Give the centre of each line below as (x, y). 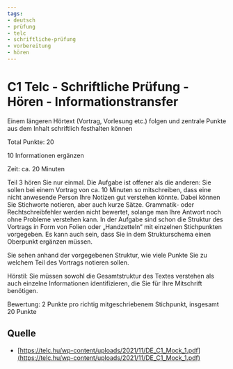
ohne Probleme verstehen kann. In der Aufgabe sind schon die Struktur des (115, 219)
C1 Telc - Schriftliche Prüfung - (98, 87)
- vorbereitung (29, 46)
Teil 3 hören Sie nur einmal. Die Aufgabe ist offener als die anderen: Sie (109, 182)
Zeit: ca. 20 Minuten (36, 168)
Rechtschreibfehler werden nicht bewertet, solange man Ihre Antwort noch (114, 212)
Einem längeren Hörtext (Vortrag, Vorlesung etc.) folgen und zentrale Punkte (117, 121)
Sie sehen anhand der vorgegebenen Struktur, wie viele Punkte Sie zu (107, 255)
